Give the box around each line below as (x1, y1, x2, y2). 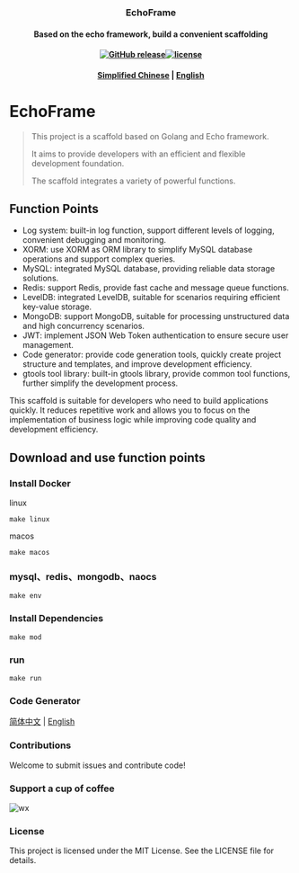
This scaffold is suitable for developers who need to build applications (9, 396, 269, 406)
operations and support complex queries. (22, 254, 176, 264)
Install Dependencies (9, 612, 104, 625)
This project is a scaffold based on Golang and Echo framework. (31, 130, 269, 141)
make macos (9, 548, 50, 557)
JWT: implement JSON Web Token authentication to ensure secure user (22, 330, 289, 341)
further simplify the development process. (22, 378, 179, 388)
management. (22, 340, 75, 351)
